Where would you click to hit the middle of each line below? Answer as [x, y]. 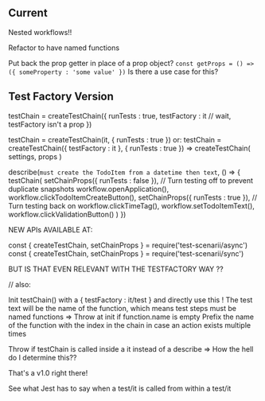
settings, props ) [35, 156]
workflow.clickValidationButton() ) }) [67, 214]
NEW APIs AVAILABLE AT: [51, 229]
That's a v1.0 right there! [48, 372]
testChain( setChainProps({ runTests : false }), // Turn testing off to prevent [131, 180]
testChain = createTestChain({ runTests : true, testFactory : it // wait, [120, 115]
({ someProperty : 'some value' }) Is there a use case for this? [113, 72]
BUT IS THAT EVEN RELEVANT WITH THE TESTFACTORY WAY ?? [116, 269]
